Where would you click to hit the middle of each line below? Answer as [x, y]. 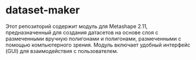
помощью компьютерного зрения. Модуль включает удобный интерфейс [98, 45]
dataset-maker [43, 10]
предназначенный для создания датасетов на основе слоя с [82, 32]
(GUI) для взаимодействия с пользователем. [62, 51]
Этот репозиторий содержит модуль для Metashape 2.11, [77, 26]
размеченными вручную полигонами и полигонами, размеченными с [94, 38]
